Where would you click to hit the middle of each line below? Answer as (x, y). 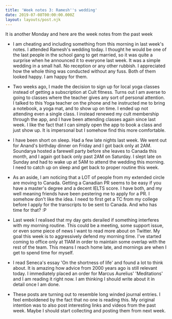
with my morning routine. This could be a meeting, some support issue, (88, 226)
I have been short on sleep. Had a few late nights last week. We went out (90, 140)
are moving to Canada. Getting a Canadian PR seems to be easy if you (87, 183)
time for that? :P (30, 210)
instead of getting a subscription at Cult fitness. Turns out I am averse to (89, 92)
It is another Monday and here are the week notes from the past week (79, 34)
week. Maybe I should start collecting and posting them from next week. (89, 311)
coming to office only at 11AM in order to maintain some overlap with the (89, 242)
